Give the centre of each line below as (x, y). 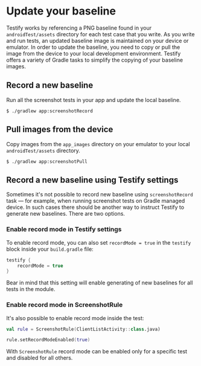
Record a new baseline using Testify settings (92, 180)
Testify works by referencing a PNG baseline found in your (79, 28)
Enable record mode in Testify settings (64, 230)
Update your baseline (61, 11)
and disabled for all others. (40, 358)
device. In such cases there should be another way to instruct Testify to (95, 207)
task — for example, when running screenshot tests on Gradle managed (96, 201)
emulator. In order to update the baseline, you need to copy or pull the (93, 47)
